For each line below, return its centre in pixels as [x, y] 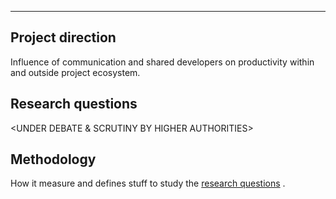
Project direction [63, 37]
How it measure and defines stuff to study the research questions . [148, 183]
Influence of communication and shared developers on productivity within [162, 62]
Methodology [53, 159]
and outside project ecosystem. [75, 72]
